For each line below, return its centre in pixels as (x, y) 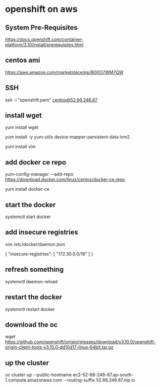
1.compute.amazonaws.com (34, 380)
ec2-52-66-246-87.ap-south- (103, 375)
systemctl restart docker (30, 309)
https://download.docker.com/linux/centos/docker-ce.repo (65, 179)
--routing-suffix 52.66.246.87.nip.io (99, 380)
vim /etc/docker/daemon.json (35, 244)
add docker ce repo (36, 162)
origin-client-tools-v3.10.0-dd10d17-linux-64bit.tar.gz (59, 347)
